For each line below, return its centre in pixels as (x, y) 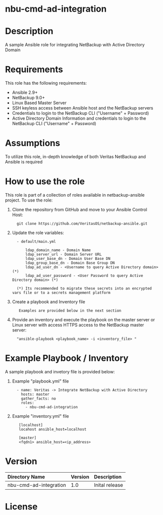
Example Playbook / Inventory (67, 358)
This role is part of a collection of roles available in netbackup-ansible (75, 195)
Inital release (109, 485)
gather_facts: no (38, 398)
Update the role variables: (38, 233)
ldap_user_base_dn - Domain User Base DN (68, 258)
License (21, 507)
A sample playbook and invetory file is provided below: (60, 371)
